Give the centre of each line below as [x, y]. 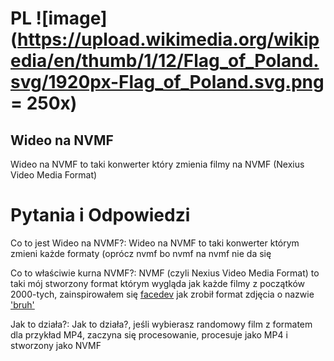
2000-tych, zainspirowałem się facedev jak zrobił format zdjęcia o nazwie [162, 294]
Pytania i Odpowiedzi [100, 215]
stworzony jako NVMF [56, 345]
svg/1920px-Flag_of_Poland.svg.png [167, 82]
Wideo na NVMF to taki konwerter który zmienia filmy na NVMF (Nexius [157, 164]
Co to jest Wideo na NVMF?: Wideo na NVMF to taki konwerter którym [155, 243]
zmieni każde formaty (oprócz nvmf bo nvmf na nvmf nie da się [141, 253]
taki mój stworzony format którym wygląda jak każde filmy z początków [157, 283]
